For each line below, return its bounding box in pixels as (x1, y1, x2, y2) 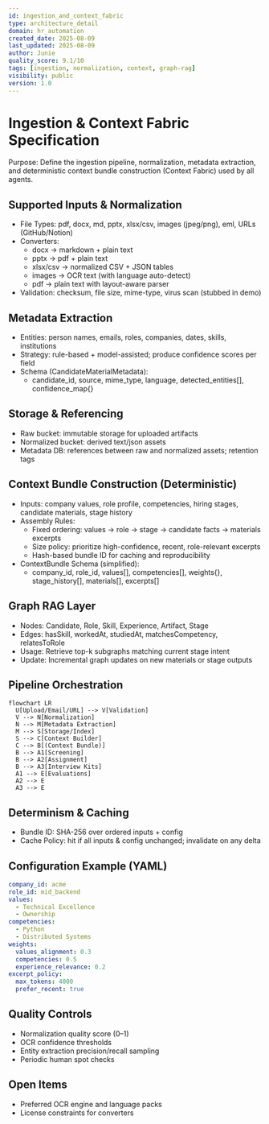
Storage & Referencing (8, 407, 124, 421)
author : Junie (8, 49, 56, 57)
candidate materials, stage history (19, 507, 132, 517)
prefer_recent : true (15, 986, 84, 994)
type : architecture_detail (8, 19, 99, 27)
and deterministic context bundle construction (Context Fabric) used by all (8, 166, 255, 176)
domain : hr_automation (8, 27, 84, 35)
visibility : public (8, 72, 74, 80)
